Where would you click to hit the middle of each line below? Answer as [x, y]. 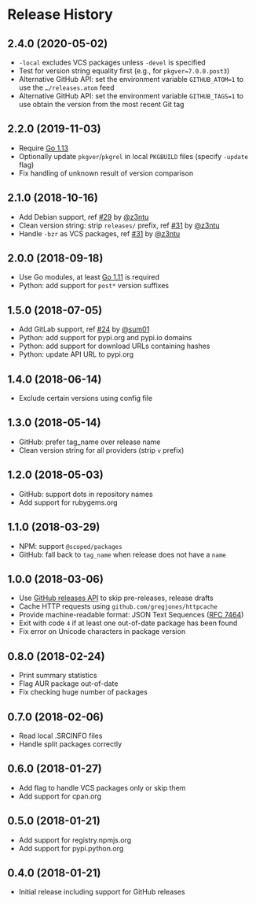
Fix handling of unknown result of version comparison [106, 173]
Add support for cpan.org [60, 796]
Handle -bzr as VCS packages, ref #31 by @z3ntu [99, 233]
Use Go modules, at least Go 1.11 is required [89, 277]
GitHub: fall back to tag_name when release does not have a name [123, 554]
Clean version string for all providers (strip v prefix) [101, 450]
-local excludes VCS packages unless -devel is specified [112, 62]
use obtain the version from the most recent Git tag [101, 104]
